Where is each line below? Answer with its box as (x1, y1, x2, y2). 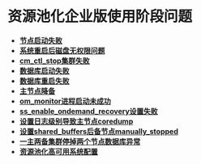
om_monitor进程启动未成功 (19, 96, 111, 106)
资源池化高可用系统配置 (19, 146, 98, 156)
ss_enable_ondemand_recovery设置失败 (19, 106, 159, 116)
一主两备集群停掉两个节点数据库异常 (19, 137, 141, 146)
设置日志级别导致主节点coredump (19, 116, 134, 126)
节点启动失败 (19, 36, 62, 45)
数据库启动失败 (19, 65, 70, 75)
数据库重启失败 (19, 76, 70, 86)
